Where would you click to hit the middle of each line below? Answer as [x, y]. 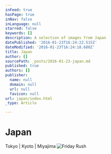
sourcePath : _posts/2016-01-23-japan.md [48, 61]
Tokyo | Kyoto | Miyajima [30, 146]
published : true [22, 66]
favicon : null [24, 94]
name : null [21, 80]
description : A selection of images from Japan [56, 38]
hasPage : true [20, 15]
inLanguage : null [23, 24]
